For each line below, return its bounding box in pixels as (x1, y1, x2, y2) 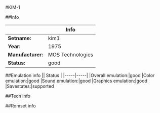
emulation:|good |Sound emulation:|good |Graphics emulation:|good (5, 78, 148, 84)
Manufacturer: (8, 51, 44, 58)
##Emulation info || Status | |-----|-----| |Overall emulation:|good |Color (5, 72, 155, 78)
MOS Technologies (48, 51, 94, 58)
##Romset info (5, 103, 36, 108)
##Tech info (5, 93, 30, 99)
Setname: (8, 35, 31, 42)
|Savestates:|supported (5, 83, 54, 89)
